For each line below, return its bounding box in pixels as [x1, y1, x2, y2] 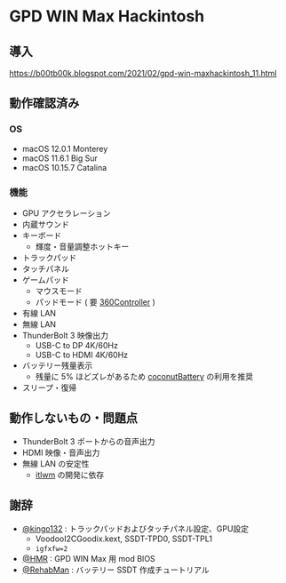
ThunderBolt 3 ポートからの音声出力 [21, 435, 155, 446]
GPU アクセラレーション [21, 207, 111, 219]
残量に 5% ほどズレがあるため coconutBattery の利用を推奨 [35, 371, 253, 381]
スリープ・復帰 [21, 382, 77, 393]
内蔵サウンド [21, 219, 69, 229]
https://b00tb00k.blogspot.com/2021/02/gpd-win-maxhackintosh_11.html [9, 68, 277, 78]
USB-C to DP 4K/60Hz [35, 339, 118, 350]
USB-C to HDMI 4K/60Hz [35, 349, 129, 360]
